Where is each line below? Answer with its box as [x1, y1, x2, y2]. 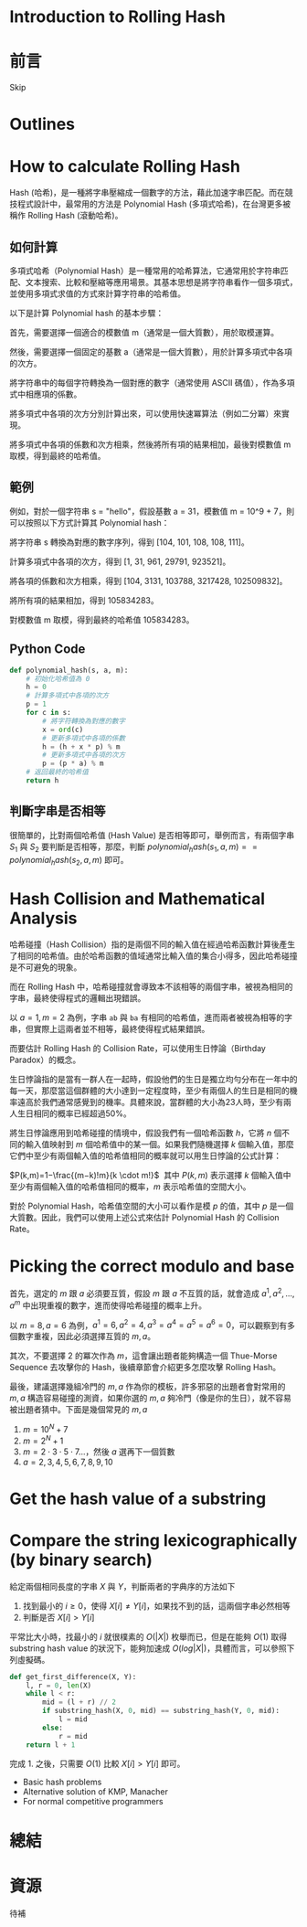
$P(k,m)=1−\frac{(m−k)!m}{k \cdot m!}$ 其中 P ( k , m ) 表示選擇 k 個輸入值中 [9, 1170, 291, 1181]
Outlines [9, 114, 76, 134]
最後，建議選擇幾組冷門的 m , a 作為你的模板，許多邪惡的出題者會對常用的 [9, 1381, 286, 1392]
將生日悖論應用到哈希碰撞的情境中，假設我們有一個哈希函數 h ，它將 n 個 [9, 1127, 282, 1139]
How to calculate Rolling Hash [9, 155, 240, 176]
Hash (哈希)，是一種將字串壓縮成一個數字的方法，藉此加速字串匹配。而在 [9, 187, 286, 198]
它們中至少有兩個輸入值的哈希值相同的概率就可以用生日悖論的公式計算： [9, 1150, 281, 1162]
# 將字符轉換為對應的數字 [42, 716, 126, 726]
